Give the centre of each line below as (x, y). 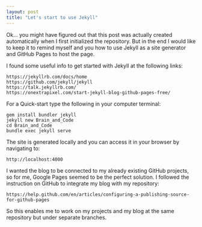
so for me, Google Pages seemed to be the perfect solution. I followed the (98, 177)
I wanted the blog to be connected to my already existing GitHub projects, (98, 170)
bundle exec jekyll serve (38, 130)
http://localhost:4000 (35, 159)
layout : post (23, 12)
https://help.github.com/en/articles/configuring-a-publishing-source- (98, 194)
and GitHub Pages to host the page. (50, 54)
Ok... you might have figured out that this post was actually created (89, 34)
